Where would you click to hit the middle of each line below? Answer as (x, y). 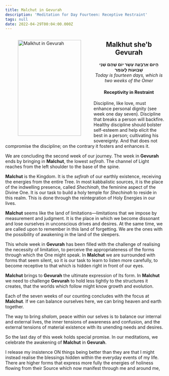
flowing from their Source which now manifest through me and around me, (83, 368)
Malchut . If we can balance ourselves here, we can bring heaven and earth (83, 301)
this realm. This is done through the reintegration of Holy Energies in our (80, 198)
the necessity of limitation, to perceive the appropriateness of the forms (80, 250)
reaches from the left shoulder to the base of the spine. (63, 167)
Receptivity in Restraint (129, 92)
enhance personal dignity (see (125, 109)
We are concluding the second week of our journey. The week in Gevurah (82, 156)
